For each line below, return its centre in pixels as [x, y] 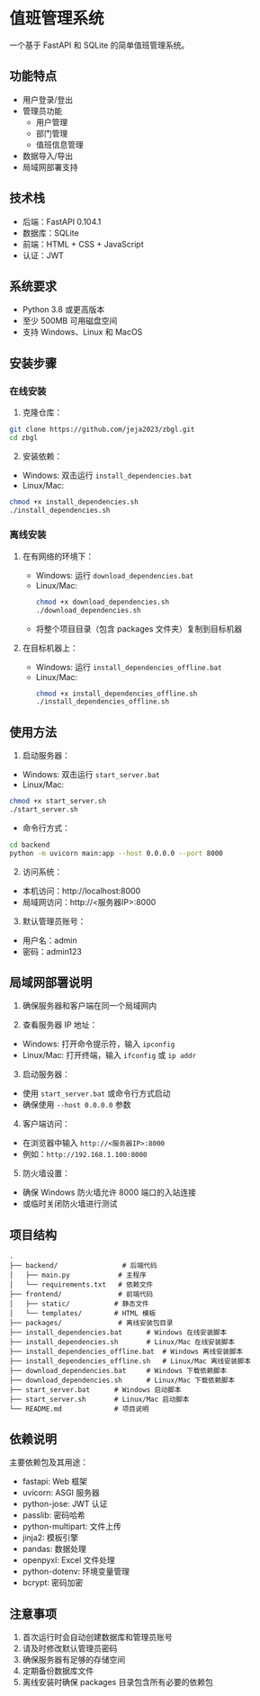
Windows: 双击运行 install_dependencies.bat [107, 475]
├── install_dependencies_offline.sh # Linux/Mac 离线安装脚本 [130, 1361]
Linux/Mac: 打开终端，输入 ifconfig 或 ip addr [109, 1055]
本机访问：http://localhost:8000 [81, 891]
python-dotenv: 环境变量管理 [76, 1572]
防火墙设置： [46, 1173]
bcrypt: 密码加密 [53, 1583]
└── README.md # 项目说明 [80, 1409]
